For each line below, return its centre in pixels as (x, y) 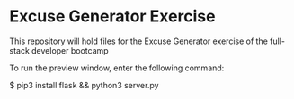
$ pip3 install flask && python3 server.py (84, 85)
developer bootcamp (70, 50)
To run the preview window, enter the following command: (117, 68)
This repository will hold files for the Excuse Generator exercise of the (138, 41)
